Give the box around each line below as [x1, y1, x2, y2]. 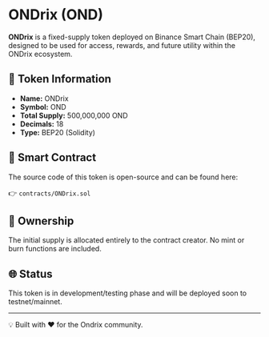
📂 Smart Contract [8, 150, 97, 165]
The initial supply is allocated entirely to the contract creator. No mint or [8, 235, 245, 245]
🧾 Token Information [8, 72, 112, 86]
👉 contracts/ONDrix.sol [8, 188, 91, 198]
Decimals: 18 [19, 118, 64, 129]
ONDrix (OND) [8, 6, 104, 24]
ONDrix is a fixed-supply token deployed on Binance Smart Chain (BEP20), [8, 32, 256, 42]
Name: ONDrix [19, 94, 70, 103]
